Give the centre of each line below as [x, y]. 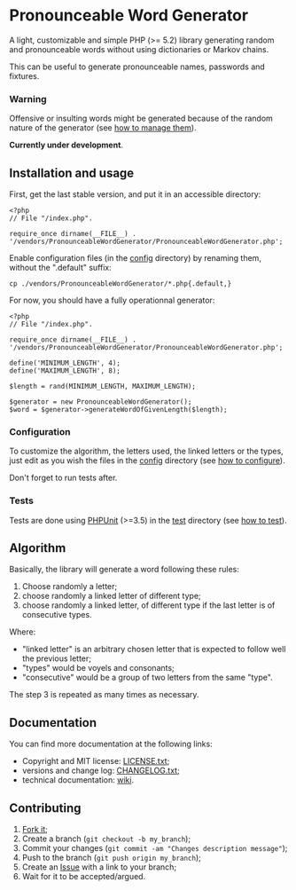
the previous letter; [56, 658]
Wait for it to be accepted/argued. [84, 877]
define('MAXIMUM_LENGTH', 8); [65, 371]
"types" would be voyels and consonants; [98, 668]
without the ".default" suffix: [61, 268]
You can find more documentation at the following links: [111, 744]
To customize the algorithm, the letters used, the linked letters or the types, [146, 451]
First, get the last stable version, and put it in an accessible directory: [135, 194]
